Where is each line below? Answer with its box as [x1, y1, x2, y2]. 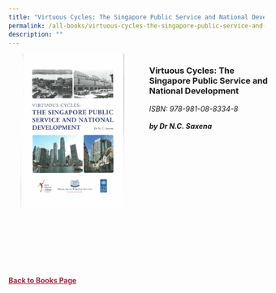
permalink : [8, 21, 45, 30]
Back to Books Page [8, 275, 77, 285]
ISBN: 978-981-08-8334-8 [149, 104, 239, 114]
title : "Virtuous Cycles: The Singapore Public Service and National [8, 13, 249, 21]
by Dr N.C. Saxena [149, 121, 213, 131]
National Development [149, 85, 239, 97]
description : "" [8, 30, 63, 38]
